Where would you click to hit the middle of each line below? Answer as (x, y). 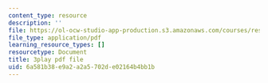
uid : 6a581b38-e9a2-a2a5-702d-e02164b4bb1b (82, 67)
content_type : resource (48, 15)
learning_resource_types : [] (57, 45)
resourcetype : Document (48, 52)
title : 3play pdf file (46, 60)
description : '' (35, 23)
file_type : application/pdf (55, 38)
